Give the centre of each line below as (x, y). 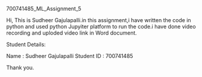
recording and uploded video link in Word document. (72, 33)
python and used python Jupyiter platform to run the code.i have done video (101, 27)
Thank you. (20, 67)
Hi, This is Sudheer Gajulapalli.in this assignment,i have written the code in (99, 20)
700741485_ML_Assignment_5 (44, 9)
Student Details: (26, 44)
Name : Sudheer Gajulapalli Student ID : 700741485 (70, 56)
